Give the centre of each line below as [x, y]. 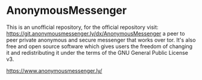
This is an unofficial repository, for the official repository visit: [82, 27]
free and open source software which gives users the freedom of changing [99, 46]
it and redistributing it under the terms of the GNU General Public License [97, 52]
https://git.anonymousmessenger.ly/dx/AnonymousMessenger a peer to [96, 33]
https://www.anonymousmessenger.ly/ [54, 70]
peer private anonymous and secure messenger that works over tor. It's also [101, 40]
